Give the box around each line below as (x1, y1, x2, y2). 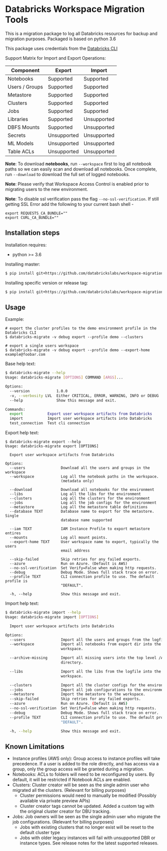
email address (60, 548, 90, 553)
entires (5, 531, 21, 536)
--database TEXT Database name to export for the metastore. (9, 509, 155, 514)
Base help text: (5, 361, 36, 367)
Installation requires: (5, 242, 47, 248)
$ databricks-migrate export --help (5, 439, 81, 445)
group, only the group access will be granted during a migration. (12, 766, 144, 772)
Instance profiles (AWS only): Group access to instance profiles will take (12, 756, 161, 761)
